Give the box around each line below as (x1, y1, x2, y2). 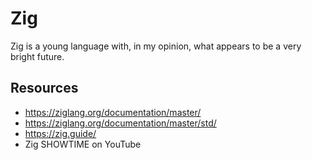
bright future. (10, 50, 65, 62)
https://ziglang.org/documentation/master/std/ (24, 117, 217, 129)
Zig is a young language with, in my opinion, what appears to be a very (10, 40, 302, 52)
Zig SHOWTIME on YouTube (24, 138, 142, 150)
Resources (10, 80, 79, 97)
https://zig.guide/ (24, 127, 97, 139)
